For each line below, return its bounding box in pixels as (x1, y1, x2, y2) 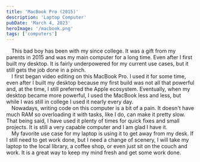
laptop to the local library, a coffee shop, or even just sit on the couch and (6, 143, 188, 150)
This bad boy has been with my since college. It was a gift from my (11, 47, 176, 54)
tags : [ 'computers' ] (6, 31, 58, 37)
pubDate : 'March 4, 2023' (6, 20, 70, 26)
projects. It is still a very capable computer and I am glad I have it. (6, 124, 168, 131)
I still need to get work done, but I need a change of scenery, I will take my (6, 136, 189, 143)
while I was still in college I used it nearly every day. (6, 98, 134, 105)
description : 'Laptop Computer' (6, 14, 87, 20)
